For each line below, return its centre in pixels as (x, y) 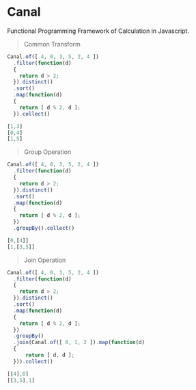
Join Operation (45, 260)
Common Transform (52, 44)
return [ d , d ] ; (50, 355)
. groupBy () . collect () (44, 229)
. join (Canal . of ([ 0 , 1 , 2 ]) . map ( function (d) (79, 343)
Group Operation (47, 152)
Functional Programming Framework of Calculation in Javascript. (98, 31)
